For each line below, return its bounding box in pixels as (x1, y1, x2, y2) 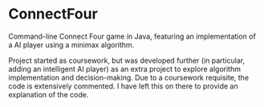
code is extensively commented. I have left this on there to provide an (8, 81, 238, 91)
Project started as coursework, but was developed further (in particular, (8, 56, 246, 65)
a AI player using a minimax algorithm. (8, 39, 135, 49)
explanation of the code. (8, 89, 89, 99)
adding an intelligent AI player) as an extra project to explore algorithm (8, 64, 241, 73)
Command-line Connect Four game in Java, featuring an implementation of (8, 31, 257, 41)
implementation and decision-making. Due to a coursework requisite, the (8, 72, 250, 82)
